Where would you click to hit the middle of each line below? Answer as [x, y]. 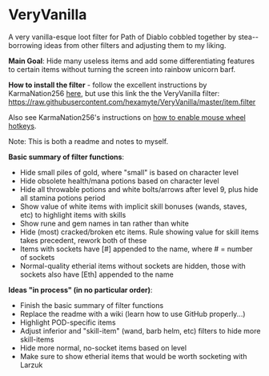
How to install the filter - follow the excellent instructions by [108, 85]
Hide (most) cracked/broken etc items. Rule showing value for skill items [139, 232]
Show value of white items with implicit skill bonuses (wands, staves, [133, 206]
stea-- [248, 37]
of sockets [37, 257]
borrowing [25, 45]
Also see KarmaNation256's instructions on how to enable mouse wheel [127, 117]
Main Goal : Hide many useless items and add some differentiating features [131, 61]
